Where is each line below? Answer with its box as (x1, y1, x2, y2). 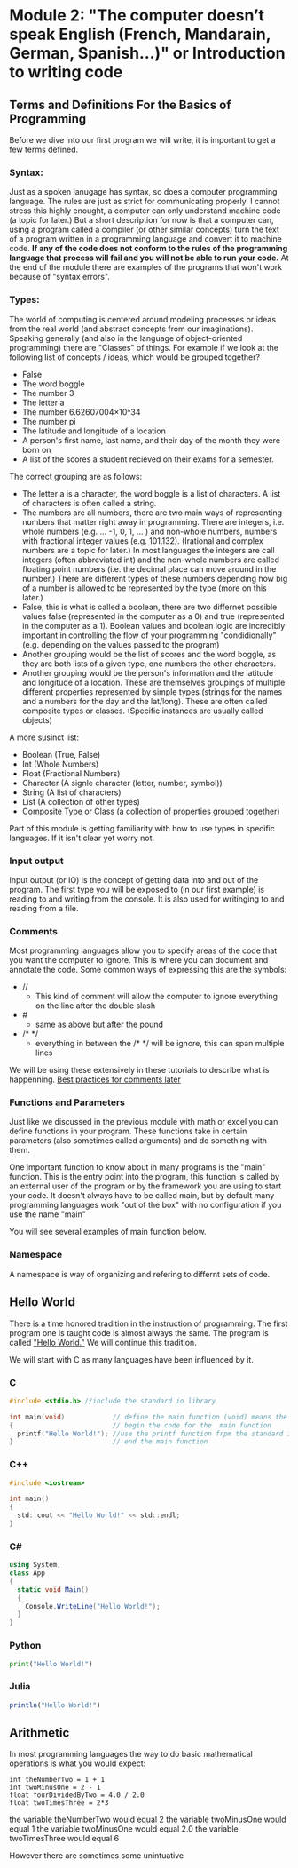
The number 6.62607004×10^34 (21, 406, 141, 417)
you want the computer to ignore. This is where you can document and (9, 955, 269, 966)
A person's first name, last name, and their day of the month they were (21, 434, 281, 445)
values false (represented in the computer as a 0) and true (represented (21, 610, 286, 622)
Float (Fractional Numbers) (21, 767, 121, 778)
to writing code (9, 62, 123, 83)
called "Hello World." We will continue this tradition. (9, 1337, 197, 1347)
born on (21, 444, 51, 455)
